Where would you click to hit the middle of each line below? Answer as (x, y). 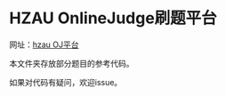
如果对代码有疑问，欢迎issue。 (66, 82)
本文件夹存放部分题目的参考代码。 (72, 63)
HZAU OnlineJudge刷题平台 (113, 18)
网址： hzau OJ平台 (44, 44)
